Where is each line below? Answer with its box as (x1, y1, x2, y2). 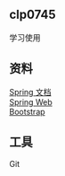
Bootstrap (9, 106, 46, 117)
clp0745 (9, 7, 56, 22)
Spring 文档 (9, 86, 52, 97)
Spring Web (9, 96, 53, 107)
